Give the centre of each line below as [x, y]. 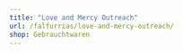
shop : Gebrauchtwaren [50, 34]
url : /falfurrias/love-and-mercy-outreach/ [92, 26]
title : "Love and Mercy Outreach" [74, 18]
